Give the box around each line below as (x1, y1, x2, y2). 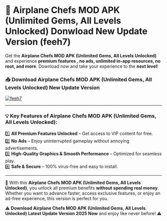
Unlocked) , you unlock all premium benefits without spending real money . (5, 185, 159, 191)
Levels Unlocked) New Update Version (5, 84, 100, 91)
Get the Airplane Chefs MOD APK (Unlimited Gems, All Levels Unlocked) (5, 52, 157, 59)
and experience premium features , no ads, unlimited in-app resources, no (5, 58, 161, 64)
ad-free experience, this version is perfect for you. (5, 195, 108, 201)
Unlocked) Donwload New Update (5, 26, 148, 37)
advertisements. (5, 145, 38, 151)
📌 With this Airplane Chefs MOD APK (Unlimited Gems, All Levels (5, 179, 141, 186)
